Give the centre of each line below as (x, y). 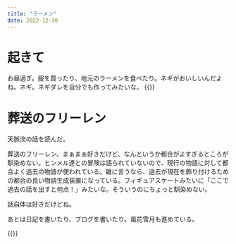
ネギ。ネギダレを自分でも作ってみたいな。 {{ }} (87, 87)
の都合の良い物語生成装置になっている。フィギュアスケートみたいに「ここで (118, 181)
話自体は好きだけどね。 (41, 205)
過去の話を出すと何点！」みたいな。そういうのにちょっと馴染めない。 (109, 189)
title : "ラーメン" (32, 14)
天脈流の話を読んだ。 (38, 139)
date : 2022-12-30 (33, 20)
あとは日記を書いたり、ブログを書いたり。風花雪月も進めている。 (103, 219)
